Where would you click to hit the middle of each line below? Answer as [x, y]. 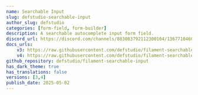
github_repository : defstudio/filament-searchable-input [77, 61]
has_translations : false [37, 72]
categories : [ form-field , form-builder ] [57, 28]
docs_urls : [19, 45]
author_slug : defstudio [35, 22]
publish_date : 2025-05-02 [38, 83]
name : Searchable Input [35, 12]
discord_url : [22, 39]
